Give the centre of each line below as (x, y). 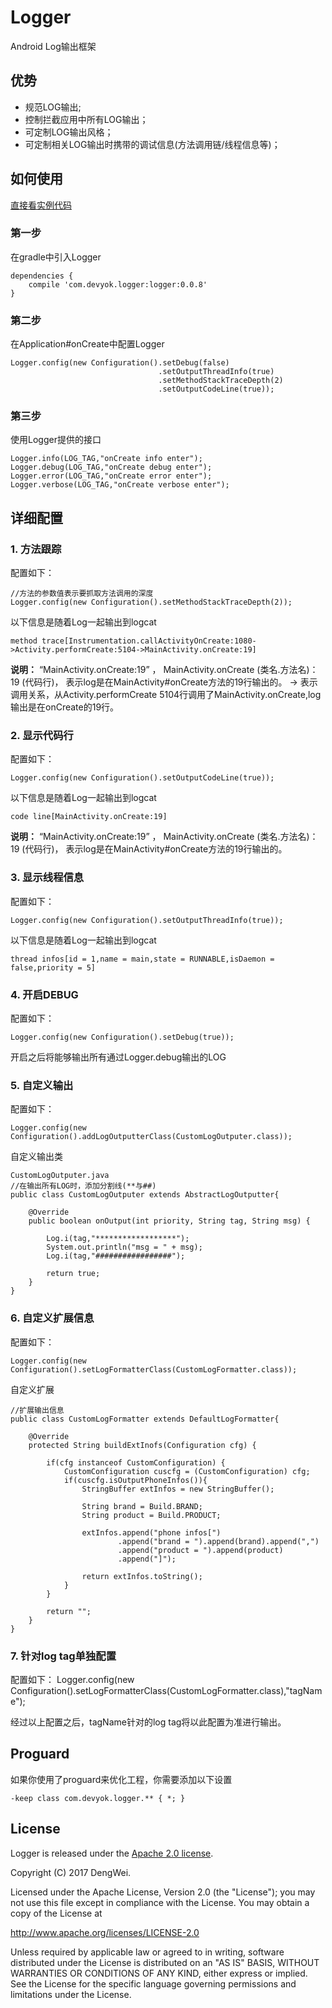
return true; (73, 1274)
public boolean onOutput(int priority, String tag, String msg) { (169, 1221)
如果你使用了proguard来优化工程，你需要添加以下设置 (121, 1779)
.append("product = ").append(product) (200, 1550)
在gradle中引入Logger (56, 257)
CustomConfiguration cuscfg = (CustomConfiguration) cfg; (187, 1471)
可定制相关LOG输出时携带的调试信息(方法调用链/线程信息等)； (152, 144)
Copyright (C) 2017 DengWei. (71, 1872)
